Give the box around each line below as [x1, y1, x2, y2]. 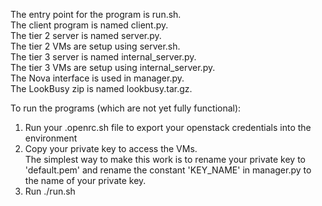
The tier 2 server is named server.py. [10, 30, 162, 41]
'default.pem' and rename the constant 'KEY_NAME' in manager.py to [24, 164, 312, 176]
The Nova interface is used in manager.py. [10, 72, 185, 84]
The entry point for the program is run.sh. [10, 9, 182, 20]
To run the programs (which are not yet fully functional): [10, 102, 242, 114]
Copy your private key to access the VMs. [24, 143, 198, 154]
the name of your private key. [24, 175, 147, 186]
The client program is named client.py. [10, 19, 169, 31]
